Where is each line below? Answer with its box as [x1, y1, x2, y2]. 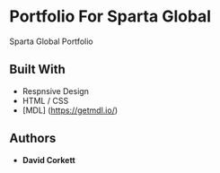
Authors [9, 131, 57, 146]
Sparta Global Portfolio [9, 36, 93, 47]
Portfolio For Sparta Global [9, 6, 212, 27]
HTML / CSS [22, 95, 69, 106]
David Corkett [22, 154, 76, 165]
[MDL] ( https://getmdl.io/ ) [22, 105, 119, 116]
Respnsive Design [22, 85, 90, 96]
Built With [9, 62, 66, 77]
